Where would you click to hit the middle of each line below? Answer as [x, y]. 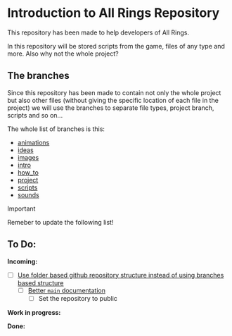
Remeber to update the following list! [60, 222]
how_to [28, 172]
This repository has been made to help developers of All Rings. [98, 32]
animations [33, 142]
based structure [41, 282]
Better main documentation [66, 290]
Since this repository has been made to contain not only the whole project [114, 92]
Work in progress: [34, 312]
